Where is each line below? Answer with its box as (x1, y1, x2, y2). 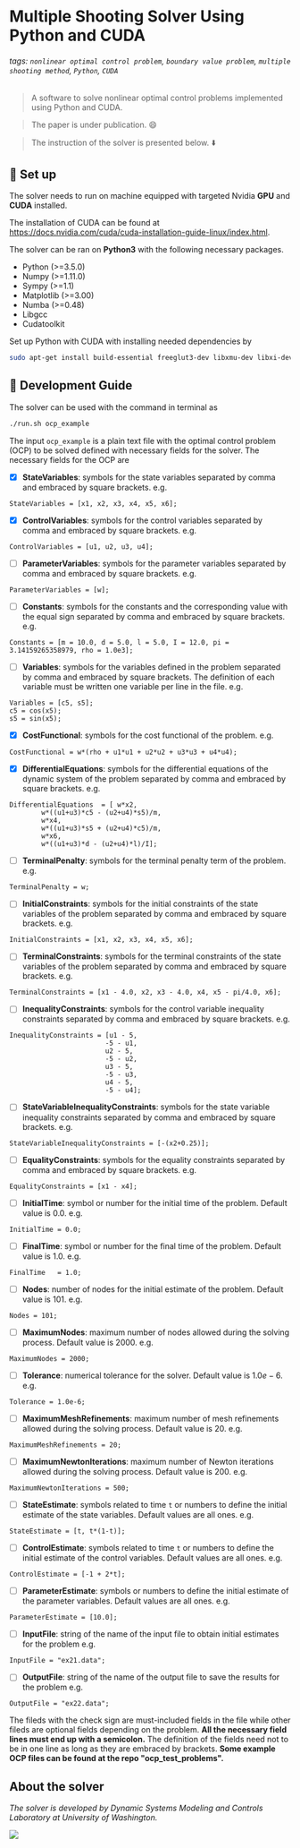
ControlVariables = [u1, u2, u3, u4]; (9, 542, 154, 552)
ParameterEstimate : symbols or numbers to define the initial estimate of (21, 1586, 289, 1596)
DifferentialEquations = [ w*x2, (9, 800, 138, 809)
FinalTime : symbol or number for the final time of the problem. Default (21, 1240, 281, 1251)
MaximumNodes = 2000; (9, 1354, 90, 1363)
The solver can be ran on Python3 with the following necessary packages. (9, 244, 284, 255)
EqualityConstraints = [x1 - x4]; (9, 1182, 138, 1191)
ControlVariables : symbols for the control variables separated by (21, 515, 263, 526)
